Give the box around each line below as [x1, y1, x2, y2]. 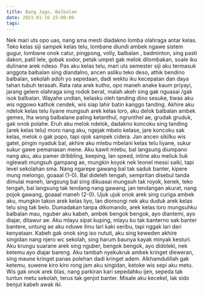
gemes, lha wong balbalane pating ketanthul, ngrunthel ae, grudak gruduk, [6, 114, 193, 121]
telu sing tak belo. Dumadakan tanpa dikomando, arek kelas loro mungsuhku [6, 204, 197, 211]
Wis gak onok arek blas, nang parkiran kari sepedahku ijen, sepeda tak [6, 268, 183, 275]
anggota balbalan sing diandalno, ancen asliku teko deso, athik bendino [6, 69, 185, 76]
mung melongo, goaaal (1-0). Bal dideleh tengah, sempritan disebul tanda [6, 172, 190, 179]
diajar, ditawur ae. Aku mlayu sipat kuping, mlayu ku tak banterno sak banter [6, 217, 197, 224]
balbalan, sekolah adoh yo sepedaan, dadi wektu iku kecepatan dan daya [6, 75, 189, 82]
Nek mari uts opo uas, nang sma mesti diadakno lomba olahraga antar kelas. [6, 37, 197, 44]
